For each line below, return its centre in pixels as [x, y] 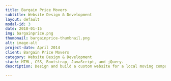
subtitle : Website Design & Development [49, 15]
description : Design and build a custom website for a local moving [79, 66]
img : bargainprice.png [29, 33]
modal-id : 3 [18, 24]
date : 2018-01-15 [24, 29]
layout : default [22, 19]
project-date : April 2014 [33, 48]
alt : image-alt [21, 43]
